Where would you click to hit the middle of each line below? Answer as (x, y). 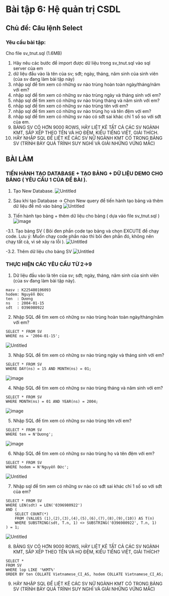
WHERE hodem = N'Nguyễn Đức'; (37, 467)
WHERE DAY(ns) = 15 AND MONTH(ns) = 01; (49, 369)
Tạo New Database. (33, 191)
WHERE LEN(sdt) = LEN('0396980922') (44, 505)
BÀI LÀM (20, 159)
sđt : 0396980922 (25, 308)
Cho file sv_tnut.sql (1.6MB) (34, 53)
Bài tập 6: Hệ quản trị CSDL (63, 9)
